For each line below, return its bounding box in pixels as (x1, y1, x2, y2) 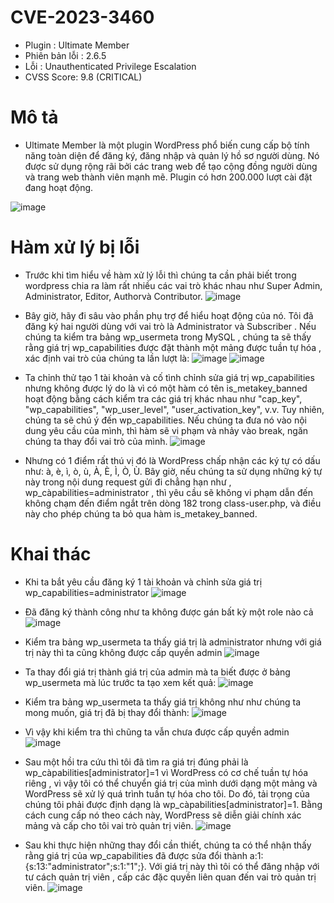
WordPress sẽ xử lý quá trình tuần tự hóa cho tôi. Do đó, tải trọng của (24, 787, 310, 800)
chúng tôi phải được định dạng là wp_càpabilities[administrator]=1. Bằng (24, 798, 323, 810)
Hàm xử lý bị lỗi (10, 236, 140, 259)
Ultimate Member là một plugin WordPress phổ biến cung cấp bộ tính (24, 139, 310, 151)
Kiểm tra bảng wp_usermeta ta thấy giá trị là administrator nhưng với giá (24, 636, 322, 648)
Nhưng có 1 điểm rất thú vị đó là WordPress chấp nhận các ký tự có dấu (24, 454, 321, 466)
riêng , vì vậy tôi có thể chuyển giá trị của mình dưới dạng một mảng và (24, 777, 318, 789)
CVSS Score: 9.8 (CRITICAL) (24, 71, 143, 83)
